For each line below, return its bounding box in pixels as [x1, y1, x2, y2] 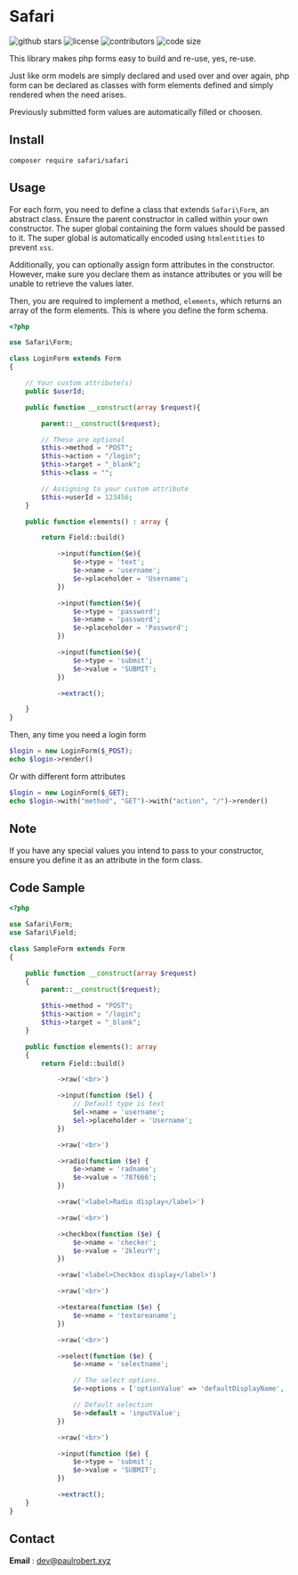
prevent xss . [9, 242, 54, 252]
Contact [9, 1531, 55, 1546]
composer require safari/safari [9, 156, 129, 165]
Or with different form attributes [9, 771, 126, 781]
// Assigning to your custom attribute [41, 484, 189, 493]
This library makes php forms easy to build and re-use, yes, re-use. [9, 53, 256, 63]
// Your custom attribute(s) [25, 379, 133, 388]
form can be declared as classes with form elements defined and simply [9, 79, 274, 90]
